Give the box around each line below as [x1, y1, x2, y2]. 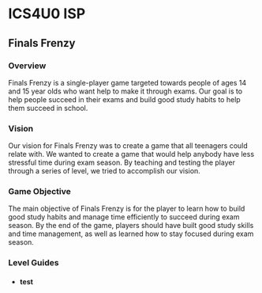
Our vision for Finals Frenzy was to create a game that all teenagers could [8, 141, 249, 150]
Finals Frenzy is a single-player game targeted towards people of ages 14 [8, 78, 247, 87]
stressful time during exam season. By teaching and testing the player [8, 158, 235, 167]
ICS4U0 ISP [8, 5, 86, 23]
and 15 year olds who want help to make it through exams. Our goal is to [8, 86, 243, 96]
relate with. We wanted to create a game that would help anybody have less [8, 150, 255, 159]
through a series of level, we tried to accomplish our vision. [8, 166, 201, 176]
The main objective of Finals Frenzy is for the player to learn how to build [8, 204, 245, 214]
